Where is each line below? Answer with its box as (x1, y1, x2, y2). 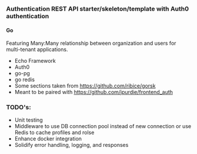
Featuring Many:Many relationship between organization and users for (6, 40, 176, 47)
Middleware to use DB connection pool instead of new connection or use (14, 123, 192, 130)
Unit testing (14, 116, 43, 123)
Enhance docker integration (14, 135, 82, 142)
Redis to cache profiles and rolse (14, 129, 95, 136)
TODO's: (6, 103, 31, 112)
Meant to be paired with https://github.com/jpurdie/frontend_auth (14, 89, 173, 96)
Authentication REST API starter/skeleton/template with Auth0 (6, 5, 189, 13)
